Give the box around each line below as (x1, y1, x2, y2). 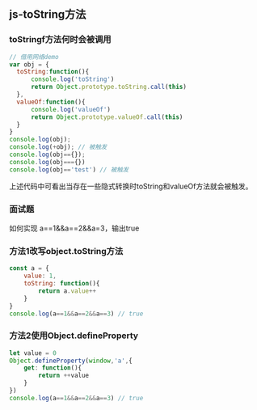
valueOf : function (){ (16, 98, 86, 106)
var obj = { (9, 60, 49, 69)
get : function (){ (23, 364, 82, 372)
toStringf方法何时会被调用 (9, 34, 112, 45)
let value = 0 (9, 349, 57, 357)
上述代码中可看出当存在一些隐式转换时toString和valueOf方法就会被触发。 (9, 181, 253, 191)
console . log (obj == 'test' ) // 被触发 (9, 165, 129, 174)
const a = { (9, 264, 49, 273)
